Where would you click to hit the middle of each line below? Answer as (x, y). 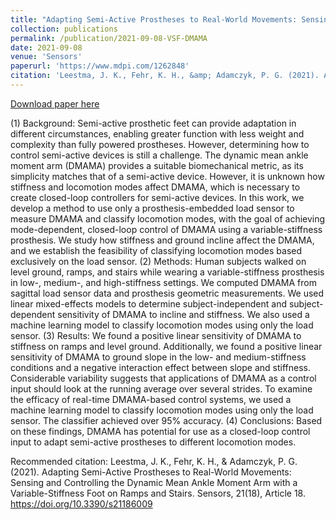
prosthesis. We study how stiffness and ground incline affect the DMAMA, (162, 240)
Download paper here (55, 103)
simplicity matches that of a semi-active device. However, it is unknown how (167, 176)
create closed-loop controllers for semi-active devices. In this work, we (157, 197)
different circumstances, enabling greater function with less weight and (157, 133)
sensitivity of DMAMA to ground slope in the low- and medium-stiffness (158, 357)
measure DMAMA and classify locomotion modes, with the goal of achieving (168, 218)
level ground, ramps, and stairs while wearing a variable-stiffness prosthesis (167, 272)
